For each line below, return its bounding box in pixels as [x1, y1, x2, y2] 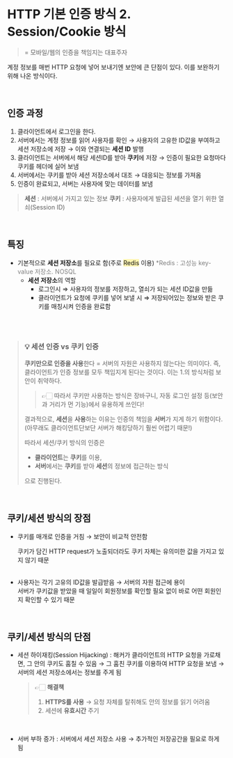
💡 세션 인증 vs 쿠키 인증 [24, 342, 99, 352]
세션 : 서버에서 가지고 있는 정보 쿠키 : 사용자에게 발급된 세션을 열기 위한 [24, 194, 217, 203]
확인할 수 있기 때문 [24, 595, 75, 603]
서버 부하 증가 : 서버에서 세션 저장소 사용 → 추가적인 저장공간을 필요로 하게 [17, 735, 220, 743]
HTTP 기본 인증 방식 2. [7, 6, 131, 22]
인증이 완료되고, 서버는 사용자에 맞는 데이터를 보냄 [17, 179, 153, 188]
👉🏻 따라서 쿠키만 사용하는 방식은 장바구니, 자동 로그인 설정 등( [41, 391, 212, 400]
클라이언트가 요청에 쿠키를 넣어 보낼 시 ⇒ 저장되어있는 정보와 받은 [38, 293, 217, 301]
